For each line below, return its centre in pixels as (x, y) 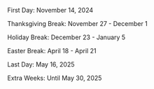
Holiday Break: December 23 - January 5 (66, 37)
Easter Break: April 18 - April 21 (52, 51)
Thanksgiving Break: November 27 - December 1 (78, 23)
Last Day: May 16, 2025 (41, 64)
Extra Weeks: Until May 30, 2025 (55, 78)
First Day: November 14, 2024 (50, 10)
